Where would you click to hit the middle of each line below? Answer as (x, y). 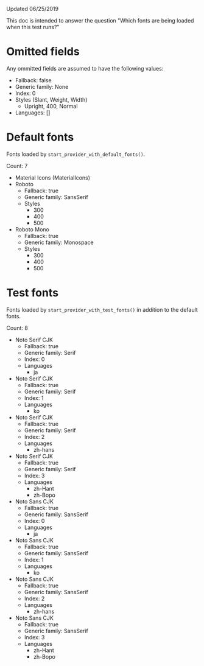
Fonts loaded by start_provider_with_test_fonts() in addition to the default (102, 309)
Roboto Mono (32, 229)
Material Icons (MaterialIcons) (52, 177)
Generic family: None (42, 86)
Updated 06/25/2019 (33, 9)
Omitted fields (43, 52)
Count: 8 (17, 328)
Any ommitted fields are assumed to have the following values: (85, 68)
